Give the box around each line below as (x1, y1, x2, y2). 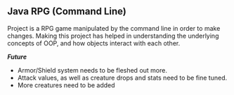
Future (7, 52, 27, 61)
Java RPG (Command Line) (7, 6, 126, 17)
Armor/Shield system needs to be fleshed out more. (17, 66, 167, 74)
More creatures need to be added (17, 80, 115, 89)
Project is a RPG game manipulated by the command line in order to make (7, 24, 221, 32)
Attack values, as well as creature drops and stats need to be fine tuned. (17, 73, 228, 82)
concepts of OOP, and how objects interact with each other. (7, 38, 181, 47)
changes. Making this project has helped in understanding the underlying (7, 31, 219, 40)
